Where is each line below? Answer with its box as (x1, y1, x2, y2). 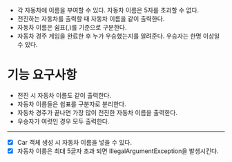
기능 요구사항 (7, 68, 77, 83)
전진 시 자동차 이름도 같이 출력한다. (17, 91, 112, 99)
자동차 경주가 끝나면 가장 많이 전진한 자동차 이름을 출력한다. (17, 108, 178, 117)
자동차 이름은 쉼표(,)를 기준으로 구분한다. (17, 23, 127, 31)
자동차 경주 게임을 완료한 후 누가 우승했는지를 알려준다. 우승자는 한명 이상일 (17, 32, 220, 40)
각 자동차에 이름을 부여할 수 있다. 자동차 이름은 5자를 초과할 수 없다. (17, 6, 200, 14)
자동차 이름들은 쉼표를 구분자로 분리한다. (17, 99, 126, 108)
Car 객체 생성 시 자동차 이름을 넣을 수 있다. (17, 138, 133, 146)
